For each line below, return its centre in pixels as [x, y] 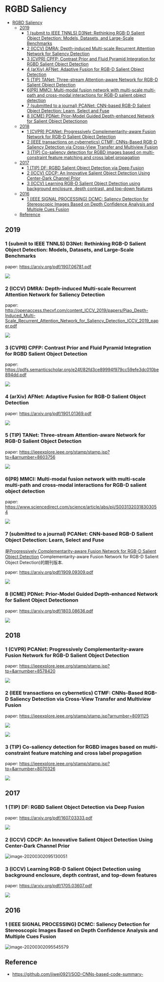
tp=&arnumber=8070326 [30, 769]
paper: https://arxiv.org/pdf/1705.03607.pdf [49, 886]
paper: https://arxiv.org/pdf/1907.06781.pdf [48, 267]
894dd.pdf [16, 375]
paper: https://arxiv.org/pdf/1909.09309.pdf [49, 572]
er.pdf [11, 326]
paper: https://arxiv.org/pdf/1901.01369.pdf [48, 413]
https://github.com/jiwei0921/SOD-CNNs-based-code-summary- [78, 974]
